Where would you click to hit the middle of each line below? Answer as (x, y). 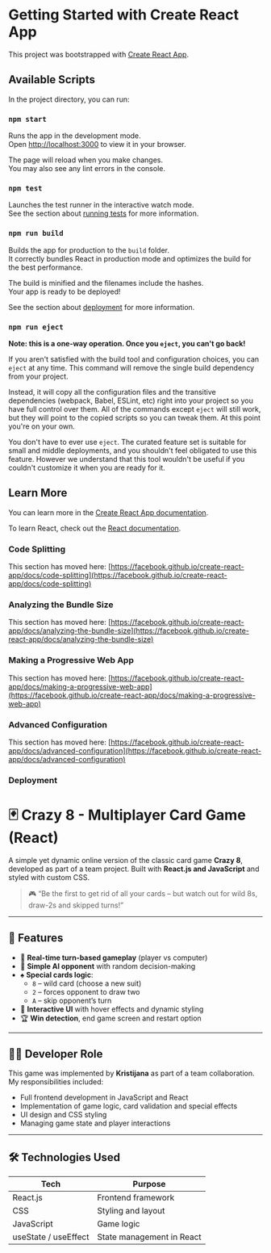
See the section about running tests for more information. (104, 214)
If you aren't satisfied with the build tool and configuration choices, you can (134, 359)
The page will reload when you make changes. (86, 160)
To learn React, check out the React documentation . (95, 528)
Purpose (149, 1184)
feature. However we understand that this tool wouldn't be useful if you (127, 459)
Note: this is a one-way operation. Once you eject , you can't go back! (127, 343)
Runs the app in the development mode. (75, 136)
